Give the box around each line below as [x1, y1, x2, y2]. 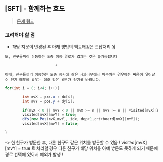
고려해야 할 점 [5, 32, 35, 38]
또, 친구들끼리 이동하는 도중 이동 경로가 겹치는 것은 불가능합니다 [5, 54, 118, 59]
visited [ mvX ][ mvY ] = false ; [22, 121, 79, 126]
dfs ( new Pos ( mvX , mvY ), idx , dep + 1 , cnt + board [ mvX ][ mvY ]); [22, 117, 140, 122]
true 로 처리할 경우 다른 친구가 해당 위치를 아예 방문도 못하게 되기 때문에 [22, 146, 158, 151]
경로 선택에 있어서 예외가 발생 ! [5, 152, 64, 158]
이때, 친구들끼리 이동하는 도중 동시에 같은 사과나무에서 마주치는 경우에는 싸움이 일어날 [5, 72, 155, 77]
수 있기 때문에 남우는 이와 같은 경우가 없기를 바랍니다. [5, 77, 101, 82]
